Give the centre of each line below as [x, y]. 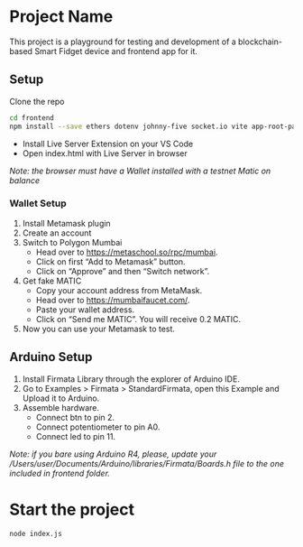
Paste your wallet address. [85, 310]
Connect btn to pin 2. [75, 417]
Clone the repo [37, 101]
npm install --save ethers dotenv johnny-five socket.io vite [129, 126]
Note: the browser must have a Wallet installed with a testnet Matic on [140, 171]
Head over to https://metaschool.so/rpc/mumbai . [127, 252]
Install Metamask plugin [66, 223]
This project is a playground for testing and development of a [123, 42]
